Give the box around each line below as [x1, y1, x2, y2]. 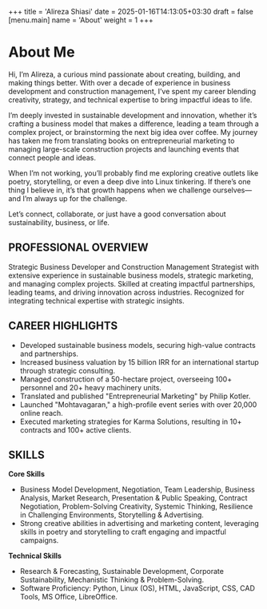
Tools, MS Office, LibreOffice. [19, 592, 118, 602]
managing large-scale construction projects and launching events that [8, 144, 240, 154]
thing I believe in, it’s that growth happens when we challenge [8, 185, 212, 195]
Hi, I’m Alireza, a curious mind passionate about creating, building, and [8, 69, 241, 79]
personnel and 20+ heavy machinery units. [19, 382, 162, 392]
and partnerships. [19, 349, 78, 358]
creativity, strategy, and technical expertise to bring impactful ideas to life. [8, 95, 253, 105]
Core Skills [8, 469, 46, 479]
